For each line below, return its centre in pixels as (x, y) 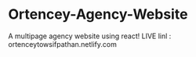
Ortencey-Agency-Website (98, 14)
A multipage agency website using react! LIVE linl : (90, 36)
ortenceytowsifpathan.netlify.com (63, 44)
